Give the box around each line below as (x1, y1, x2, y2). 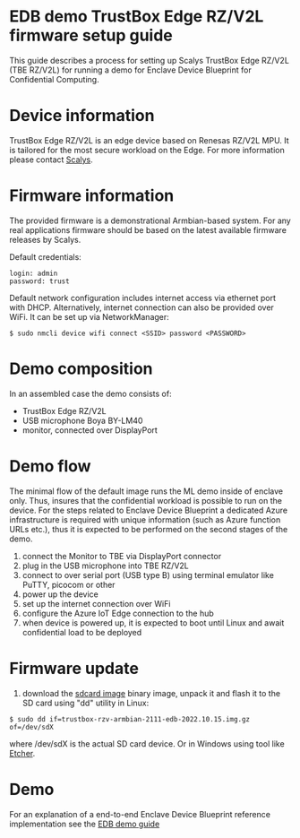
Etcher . (9, 747, 36, 758)
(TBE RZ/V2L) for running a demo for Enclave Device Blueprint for (9, 65, 253, 75)
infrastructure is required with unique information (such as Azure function (9, 514, 281, 525)
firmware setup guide (9, 25, 173, 46)
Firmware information (9, 186, 175, 206)
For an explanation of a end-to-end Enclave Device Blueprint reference (9, 808, 271, 819)
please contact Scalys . (9, 154, 94, 165)
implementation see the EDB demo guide (9, 818, 160, 829)
